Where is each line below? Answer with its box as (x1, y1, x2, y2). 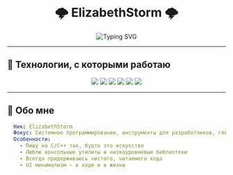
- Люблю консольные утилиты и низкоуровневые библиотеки (19, 149, 188, 156)
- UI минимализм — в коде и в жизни (19, 161, 126, 169)
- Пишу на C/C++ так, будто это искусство (19, 142, 144, 149)
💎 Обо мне (7, 104, 55, 117)
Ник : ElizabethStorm (13, 123, 73, 130)
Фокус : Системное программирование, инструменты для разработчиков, (13, 129, 216, 136)
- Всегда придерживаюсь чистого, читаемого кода (19, 155, 163, 162)
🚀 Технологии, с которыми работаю (7, 59, 171, 71)
